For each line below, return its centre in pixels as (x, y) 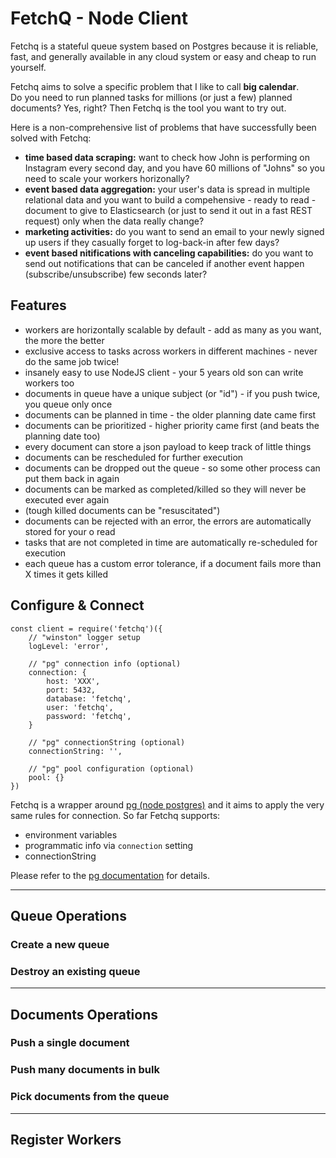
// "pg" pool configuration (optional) (111, 768)
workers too (49, 383)
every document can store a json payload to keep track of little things (168, 446)
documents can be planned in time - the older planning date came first (170, 414)
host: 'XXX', (73, 681)
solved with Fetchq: (51, 138)
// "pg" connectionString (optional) (107, 742)
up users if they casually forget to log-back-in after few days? (152, 242)
